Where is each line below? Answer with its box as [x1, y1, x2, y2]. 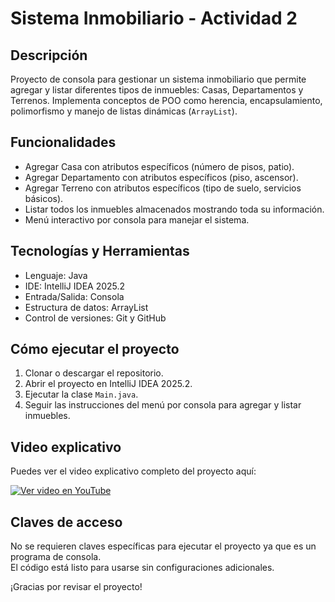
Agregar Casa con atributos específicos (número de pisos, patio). [24, 160, 295, 172]
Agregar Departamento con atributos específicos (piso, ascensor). [24, 171, 299, 183]
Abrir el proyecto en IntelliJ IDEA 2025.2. [24, 378, 193, 390]
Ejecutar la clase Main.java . [24, 388, 139, 401]
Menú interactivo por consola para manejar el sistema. [24, 213, 250, 226]
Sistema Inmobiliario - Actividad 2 [10, 7, 298, 30]
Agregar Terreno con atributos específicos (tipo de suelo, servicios [24, 182, 302, 194]
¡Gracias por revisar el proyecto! [10, 581, 143, 593]
